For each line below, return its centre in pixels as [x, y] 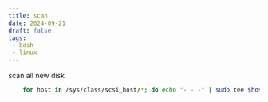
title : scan [28, 16]
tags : [17, 38]
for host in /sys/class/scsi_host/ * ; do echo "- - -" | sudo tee [134, 90]
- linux [24, 53]
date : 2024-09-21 [37, 23]
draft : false [30, 30]
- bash [23, 45]
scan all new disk [37, 75]
